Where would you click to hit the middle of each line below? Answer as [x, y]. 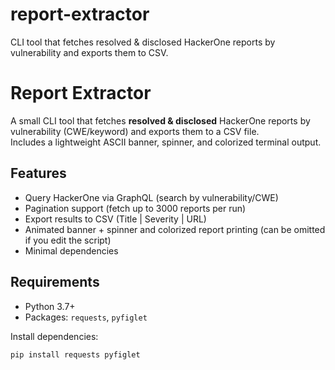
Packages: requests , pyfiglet [86, 317]
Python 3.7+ [50, 306]
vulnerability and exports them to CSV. [89, 52]
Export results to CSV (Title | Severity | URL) [115, 219]
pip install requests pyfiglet [75, 354]
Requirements [55, 282]
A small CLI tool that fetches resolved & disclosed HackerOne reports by [160, 120]
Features [38, 173]
